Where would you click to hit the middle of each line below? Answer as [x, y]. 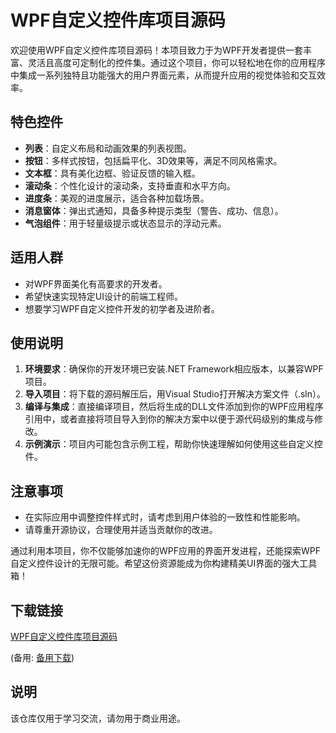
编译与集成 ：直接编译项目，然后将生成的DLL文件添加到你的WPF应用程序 [174, 407]
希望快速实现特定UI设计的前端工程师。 [103, 296]
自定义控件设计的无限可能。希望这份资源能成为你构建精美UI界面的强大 [155, 563]
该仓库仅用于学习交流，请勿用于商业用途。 [98, 718]
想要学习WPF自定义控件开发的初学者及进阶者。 [122, 308]
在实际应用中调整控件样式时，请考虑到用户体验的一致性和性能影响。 [165, 517]
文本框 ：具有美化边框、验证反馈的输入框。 [112, 173]
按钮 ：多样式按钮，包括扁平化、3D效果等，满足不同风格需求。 [153, 160]
